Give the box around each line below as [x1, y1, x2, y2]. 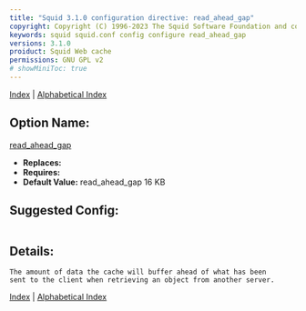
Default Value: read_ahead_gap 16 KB [22, 176, 166, 187]
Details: [9, 243, 55, 259]
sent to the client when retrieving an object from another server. [9, 276, 275, 285]
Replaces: [22, 156, 62, 168]
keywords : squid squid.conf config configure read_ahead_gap [9, 30, 247, 39]
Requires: [22, 166, 61, 177]
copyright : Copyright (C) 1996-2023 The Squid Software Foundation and [9, 22, 287, 31]
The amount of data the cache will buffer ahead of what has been [9, 267, 267, 277]
